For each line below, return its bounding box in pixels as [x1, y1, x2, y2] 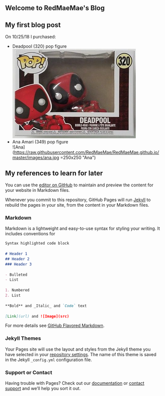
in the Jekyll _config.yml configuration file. [5, 357, 92, 362]
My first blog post [5, 21, 61, 29]
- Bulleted [5, 272, 28, 277]
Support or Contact [5, 369, 53, 376]
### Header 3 [5, 261, 32, 267]
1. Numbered [5, 288, 30, 293]
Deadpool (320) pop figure [12, 43, 67, 49]
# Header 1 [5, 252, 28, 256]
